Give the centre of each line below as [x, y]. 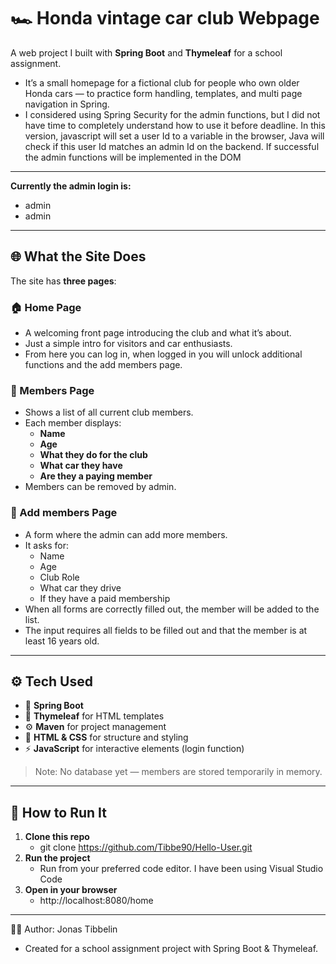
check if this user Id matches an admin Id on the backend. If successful [172, 146]
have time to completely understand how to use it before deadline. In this [175, 125]
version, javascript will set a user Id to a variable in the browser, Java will [174, 136]
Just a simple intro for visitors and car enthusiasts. [128, 344]
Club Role [59, 577]
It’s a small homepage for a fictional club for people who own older [162, 82]
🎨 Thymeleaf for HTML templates [94, 716]
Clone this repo [57, 837]
